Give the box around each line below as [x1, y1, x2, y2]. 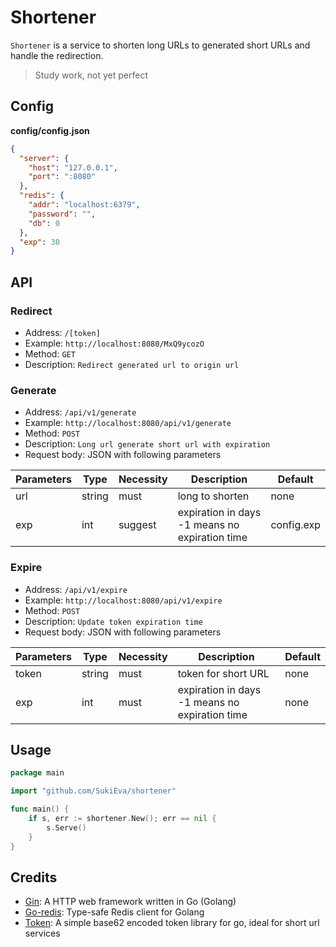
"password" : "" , [28, 209, 97, 219]
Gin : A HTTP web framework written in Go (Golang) [24, 896, 237, 908]
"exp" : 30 [19, 237, 60, 247]
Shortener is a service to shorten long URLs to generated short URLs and [10, 39, 311, 51]
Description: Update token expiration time [24, 615, 203, 627]
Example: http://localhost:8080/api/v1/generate [24, 417, 232, 429]
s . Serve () [46, 822, 87, 833]
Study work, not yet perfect [34, 69, 149, 81]
